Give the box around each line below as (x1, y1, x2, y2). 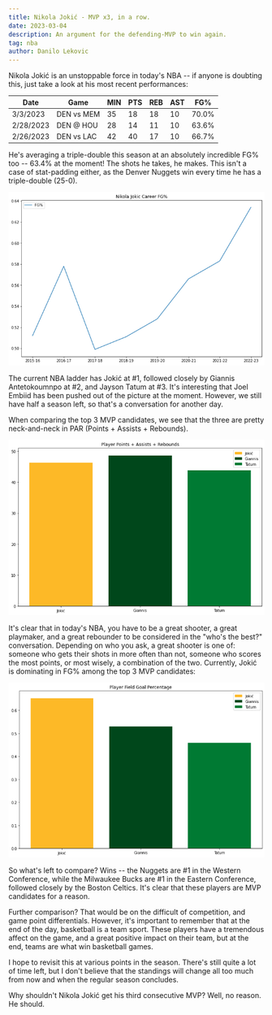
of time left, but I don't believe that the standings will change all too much (8, 966, 254, 976)
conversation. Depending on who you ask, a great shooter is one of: (8, 640, 235, 650)
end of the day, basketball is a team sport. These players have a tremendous (8, 925, 265, 935)
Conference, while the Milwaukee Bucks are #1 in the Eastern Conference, (8, 874, 257, 884)
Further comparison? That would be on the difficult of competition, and (8, 907, 246, 917)
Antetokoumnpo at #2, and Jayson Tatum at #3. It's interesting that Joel (8, 382, 249, 392)
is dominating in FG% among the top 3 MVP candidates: (8, 666, 196, 676)
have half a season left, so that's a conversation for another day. (8, 399, 223, 409)
